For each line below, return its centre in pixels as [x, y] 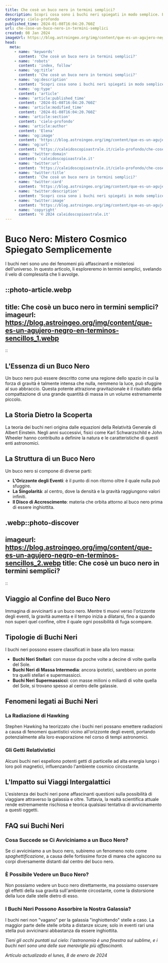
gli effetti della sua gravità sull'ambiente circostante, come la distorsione [79, 890]
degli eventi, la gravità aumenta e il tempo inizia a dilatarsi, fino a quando [80, 616]
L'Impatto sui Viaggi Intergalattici [58, 782]
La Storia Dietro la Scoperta [49, 415]
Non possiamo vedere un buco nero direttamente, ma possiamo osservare [82, 885]
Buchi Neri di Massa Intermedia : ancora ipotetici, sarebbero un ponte [84, 670]
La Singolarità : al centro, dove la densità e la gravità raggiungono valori [86, 491]
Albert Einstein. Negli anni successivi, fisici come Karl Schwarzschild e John [84, 432]
